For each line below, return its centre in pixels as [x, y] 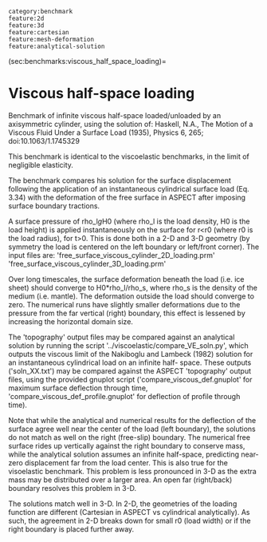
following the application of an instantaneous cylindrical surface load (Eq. [129, 188]
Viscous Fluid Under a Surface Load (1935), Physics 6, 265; [106, 133]
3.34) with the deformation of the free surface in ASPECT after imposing [127, 197]
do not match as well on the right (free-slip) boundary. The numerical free [130, 437]
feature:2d [26, 18]
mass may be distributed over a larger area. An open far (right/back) [120, 480]
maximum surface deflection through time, [78, 388]
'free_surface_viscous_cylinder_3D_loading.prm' [87, 263]
